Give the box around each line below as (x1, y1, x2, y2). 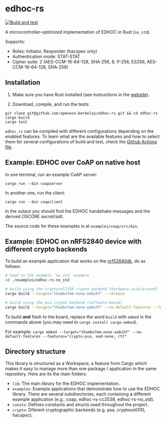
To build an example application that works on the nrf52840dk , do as (5, 258, 146, 264)
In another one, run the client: (5, 189, 66, 196)
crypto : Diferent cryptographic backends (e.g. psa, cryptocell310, (12, 407, 146, 413)
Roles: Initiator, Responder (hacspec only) (12, 48, 98, 54)
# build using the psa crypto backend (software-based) (5, 300, 123, 305)
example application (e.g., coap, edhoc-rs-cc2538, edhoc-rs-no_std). (12, 396, 155, 402)
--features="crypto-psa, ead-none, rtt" (42, 334, 127, 339)
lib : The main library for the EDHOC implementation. (12, 380, 120, 387)
